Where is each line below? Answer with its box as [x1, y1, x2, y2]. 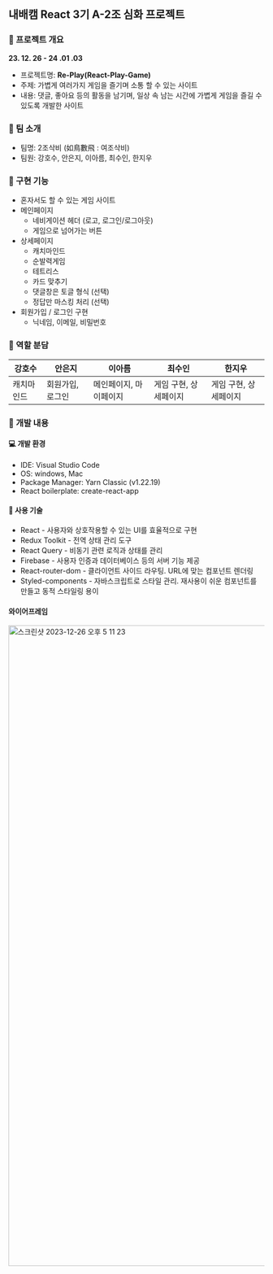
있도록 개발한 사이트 [19, 100, 84, 110]
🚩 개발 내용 [8, 417, 49, 429]
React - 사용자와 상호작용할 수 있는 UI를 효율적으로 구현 [19, 525, 197, 534]
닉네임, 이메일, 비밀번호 [32, 317, 107, 327]
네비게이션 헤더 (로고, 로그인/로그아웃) [32, 216, 154, 225]
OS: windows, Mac [19, 469, 84, 478]
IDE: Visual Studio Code [19, 460, 100, 469]
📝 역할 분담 [8, 340, 49, 351]
